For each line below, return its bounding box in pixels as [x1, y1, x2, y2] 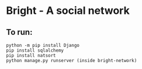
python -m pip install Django [6, 42, 80, 48]
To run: [6, 27, 33, 37]
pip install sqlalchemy [6, 48, 64, 53]
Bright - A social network [6, 4, 130, 17]
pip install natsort [6, 53, 57, 59]
